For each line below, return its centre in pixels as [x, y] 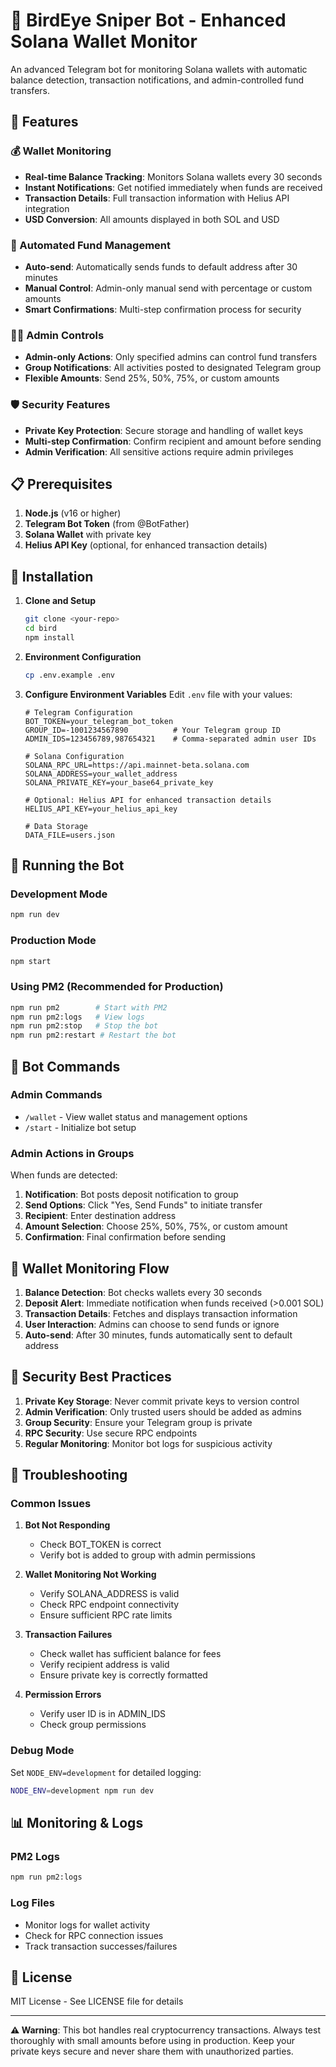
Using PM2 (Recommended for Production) [117, 987]
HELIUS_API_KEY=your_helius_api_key [101, 809]
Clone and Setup [60, 601]
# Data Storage [56, 826]
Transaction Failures [68, 1635]
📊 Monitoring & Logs [77, 1823]
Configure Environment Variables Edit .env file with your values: [158, 694]
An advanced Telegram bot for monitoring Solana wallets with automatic [159, 69]
